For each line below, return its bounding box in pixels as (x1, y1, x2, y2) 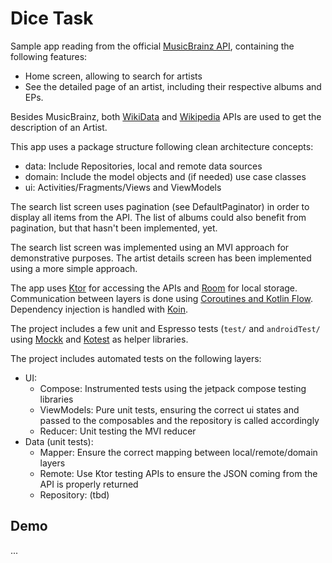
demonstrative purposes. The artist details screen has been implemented (10, 252, 312, 264)
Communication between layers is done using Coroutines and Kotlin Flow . (10, 292, 314, 304)
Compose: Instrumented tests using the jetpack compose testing (39, 382, 307, 394)
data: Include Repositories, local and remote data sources (24, 160, 263, 172)
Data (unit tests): (24, 435, 94, 447)
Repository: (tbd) (39, 488, 110, 501)
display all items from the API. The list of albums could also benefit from (10, 211, 307, 223)
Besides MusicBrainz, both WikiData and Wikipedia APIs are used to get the (10, 110, 322, 122)
